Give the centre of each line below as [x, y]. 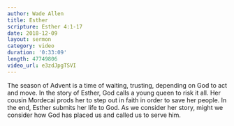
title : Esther [28, 20]
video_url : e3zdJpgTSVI [42, 65]
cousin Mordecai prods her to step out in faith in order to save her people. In [117, 100]
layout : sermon [29, 40]
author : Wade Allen [36, 14]
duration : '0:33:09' [37, 53]
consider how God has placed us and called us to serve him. [94, 115]
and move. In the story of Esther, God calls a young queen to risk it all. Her [114, 93]
